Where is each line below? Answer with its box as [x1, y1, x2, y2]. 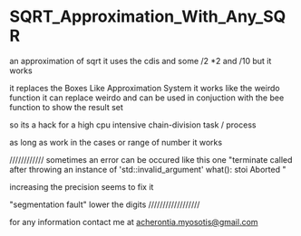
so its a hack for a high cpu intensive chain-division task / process [9, 119, 257, 130]
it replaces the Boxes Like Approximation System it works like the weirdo [9, 82, 280, 93]
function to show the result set [9, 101, 124, 112]
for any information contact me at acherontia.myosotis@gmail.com [9, 216, 258, 227]
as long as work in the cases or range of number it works [9, 137, 223, 147]
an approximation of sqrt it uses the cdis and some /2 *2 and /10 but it [9, 55, 272, 66]
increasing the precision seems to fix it [9, 181, 154, 192]
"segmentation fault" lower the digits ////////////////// [9, 199, 200, 210]
